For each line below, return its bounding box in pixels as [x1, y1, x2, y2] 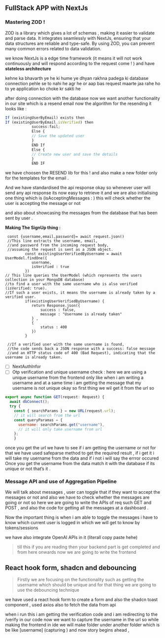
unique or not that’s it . [5, 466, 51, 472]
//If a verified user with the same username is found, [7, 342, 125, 347]
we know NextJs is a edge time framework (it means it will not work [5, 55, 142, 61]
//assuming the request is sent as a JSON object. [7, 247, 113, 252]
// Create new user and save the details [31, 152, 118, 157]
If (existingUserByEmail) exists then [5, 115, 85, 120]
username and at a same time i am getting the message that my [12, 380, 141, 386]
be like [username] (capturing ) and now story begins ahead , [5, 627, 130, 633]
